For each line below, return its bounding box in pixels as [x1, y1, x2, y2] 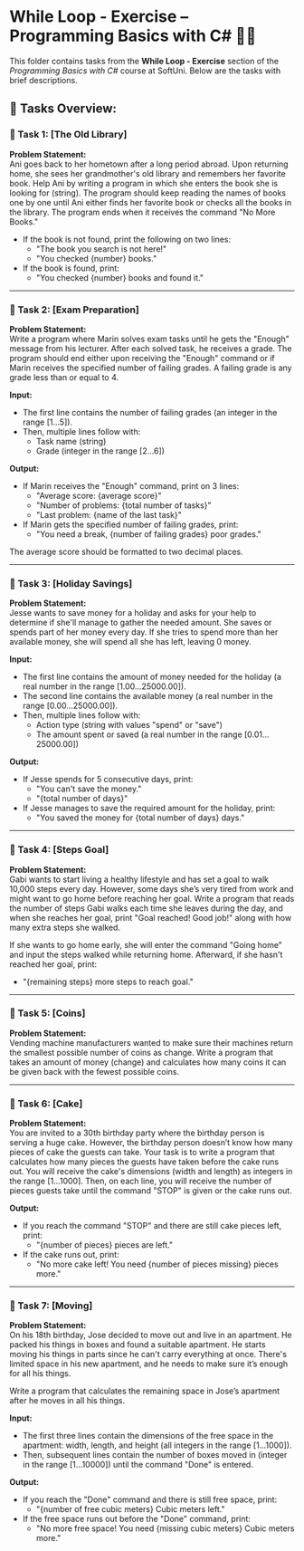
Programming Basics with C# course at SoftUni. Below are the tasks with [9, 65, 281, 76]
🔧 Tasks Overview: [9, 101, 118, 117]
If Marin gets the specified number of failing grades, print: [22, 519, 239, 530]
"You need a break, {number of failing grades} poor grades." [35, 528, 262, 540]
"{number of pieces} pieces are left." [35, 1240, 174, 1250]
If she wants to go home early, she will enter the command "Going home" [9, 939, 283, 950]
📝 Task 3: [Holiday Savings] [9, 577, 133, 589]
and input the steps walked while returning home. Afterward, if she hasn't [9, 949, 283, 960]
